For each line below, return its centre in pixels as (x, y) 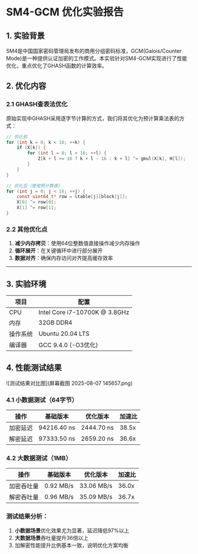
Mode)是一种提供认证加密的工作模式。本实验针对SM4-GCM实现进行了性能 (97, 58)
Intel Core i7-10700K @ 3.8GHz (84, 312)
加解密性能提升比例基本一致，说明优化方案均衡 (71, 545)
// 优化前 (17, 137)
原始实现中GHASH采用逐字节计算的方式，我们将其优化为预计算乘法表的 (93, 118)
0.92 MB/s (59, 486)
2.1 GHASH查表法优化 (37, 104)
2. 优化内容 (26, 86)
